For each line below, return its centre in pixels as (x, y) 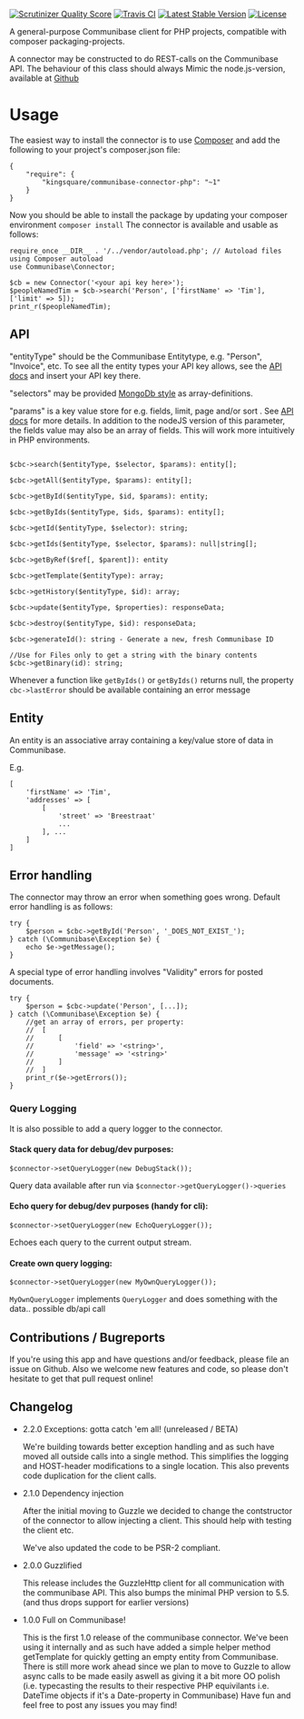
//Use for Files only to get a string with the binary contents (133, 655)
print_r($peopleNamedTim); (60, 306)
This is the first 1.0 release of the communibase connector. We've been (155, 1637)
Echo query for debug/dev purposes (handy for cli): (109, 1206)
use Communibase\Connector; (63, 267)
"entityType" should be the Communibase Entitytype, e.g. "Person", (136, 356)
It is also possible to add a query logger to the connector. (116, 1128)
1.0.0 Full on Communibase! (74, 1620)
